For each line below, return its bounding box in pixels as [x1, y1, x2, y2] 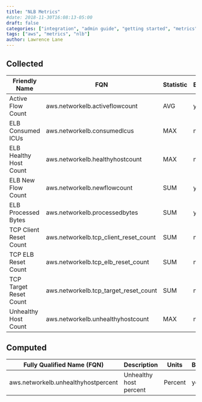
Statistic [163, 80, 188, 89]
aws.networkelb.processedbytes [46, 208, 138, 217]
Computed [6, 343, 47, 353]
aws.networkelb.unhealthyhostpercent [9, 378, 118, 386]
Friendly [13, 76, 37, 85]
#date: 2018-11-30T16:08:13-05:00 [6, 14, 93, 20]
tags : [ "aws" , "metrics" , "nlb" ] [6, 31, 90, 37]
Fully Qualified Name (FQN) [23, 361, 104, 369]
